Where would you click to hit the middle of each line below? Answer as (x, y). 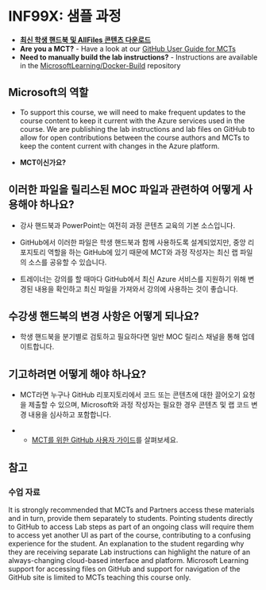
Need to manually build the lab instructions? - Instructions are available (139, 57)
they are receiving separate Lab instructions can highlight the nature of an (129, 552)
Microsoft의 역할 (48, 93)
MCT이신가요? (42, 162)
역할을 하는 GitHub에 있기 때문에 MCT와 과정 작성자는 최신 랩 (143, 252)
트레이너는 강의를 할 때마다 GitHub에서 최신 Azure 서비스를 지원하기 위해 (133, 279)
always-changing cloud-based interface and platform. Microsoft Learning (128, 560)
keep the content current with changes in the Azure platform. (120, 146)
